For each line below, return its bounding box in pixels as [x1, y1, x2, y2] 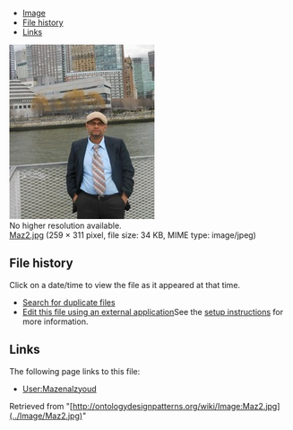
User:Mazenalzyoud [22, 383, 97, 394]
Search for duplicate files [22, 296, 116, 308]
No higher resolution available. [9, 220, 123, 231]
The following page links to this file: [9, 365, 141, 376]
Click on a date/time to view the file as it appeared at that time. [9, 279, 240, 290]
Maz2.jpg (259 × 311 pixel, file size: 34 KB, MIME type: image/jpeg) [9, 230, 257, 241]
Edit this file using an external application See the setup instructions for [22, 306, 284, 317]
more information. [22, 316, 89, 327]
